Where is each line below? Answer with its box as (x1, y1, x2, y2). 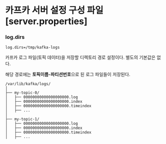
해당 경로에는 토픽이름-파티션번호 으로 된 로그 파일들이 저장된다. (5, 71, 131, 78)
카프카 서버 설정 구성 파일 (5, 5, 104, 16)
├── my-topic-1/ (5, 117, 39, 122)
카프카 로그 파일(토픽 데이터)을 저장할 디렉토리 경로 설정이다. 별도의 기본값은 (5, 54, 156, 60)
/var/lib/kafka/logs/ (5, 82, 51, 87)
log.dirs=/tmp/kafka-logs (5, 45, 60, 50)
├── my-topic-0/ (5, 90, 39, 96)
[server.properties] (5, 16, 88, 27)
